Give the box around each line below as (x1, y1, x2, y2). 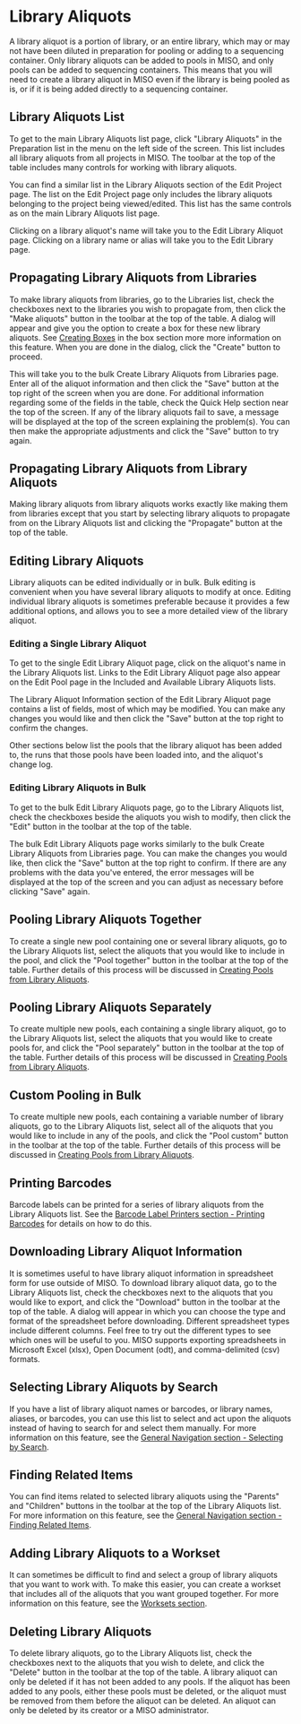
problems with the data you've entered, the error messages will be (9, 866, 254, 877)
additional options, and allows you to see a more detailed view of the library (9, 606, 288, 616)
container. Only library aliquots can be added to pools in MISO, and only (9, 55, 275, 65)
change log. (9, 759, 54, 770)
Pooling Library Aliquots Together (9, 912, 202, 927)
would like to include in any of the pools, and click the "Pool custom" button (9, 1131, 288, 1142)
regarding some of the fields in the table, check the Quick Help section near (9, 397, 289, 408)
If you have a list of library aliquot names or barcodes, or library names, (9, 1403, 273, 1414)
